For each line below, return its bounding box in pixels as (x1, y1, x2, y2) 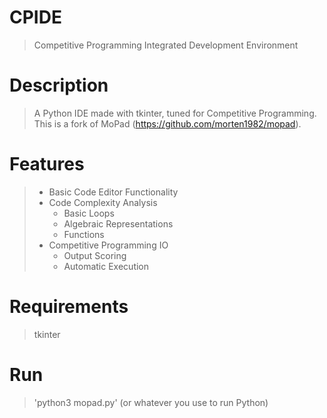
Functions (63, 228, 105, 240)
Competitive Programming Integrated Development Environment (33, 39, 299, 51)
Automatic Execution (63, 260, 150, 272)
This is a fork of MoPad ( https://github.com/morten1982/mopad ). (33, 117, 302, 130)
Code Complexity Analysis (48, 196, 158, 208)
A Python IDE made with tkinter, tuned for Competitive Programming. (33, 107, 317, 119)
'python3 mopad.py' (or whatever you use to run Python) (33, 396, 269, 408)
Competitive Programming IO (48, 239, 169, 251)
